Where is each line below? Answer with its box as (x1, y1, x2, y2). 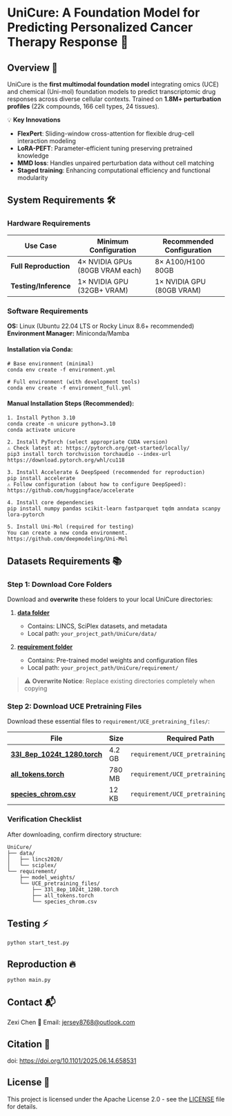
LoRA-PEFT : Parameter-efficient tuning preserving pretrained (17, 144, 193, 152)
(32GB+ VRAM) (77, 285, 129, 295)
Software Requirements (7, 306, 88, 315)
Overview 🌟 (7, 62, 58, 73)
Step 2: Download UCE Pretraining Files (7, 702, 142, 711)
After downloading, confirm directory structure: (7, 830, 142, 839)
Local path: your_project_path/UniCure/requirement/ (27, 664, 179, 672)
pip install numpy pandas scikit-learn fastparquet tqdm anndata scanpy (7, 505, 221, 513)
